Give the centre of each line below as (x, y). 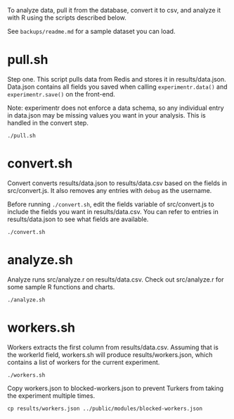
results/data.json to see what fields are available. (78, 219)
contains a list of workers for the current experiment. (84, 362)
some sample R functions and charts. (61, 287)
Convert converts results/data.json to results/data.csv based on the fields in (117, 183)
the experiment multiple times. (51, 395)
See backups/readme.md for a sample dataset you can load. (91, 31)
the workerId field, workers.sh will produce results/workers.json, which (110, 354)
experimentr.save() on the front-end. (61, 94)
